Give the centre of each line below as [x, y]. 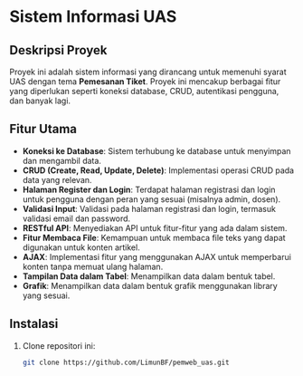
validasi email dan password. [76, 218]
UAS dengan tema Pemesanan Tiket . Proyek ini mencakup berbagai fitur [145, 82]
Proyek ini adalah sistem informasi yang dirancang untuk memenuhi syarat [148, 72]
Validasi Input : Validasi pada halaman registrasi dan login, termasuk [149, 208]
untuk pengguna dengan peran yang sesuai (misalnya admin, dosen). [151, 199]
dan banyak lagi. [40, 101]
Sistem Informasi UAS [93, 17]
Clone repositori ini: [59, 345]
